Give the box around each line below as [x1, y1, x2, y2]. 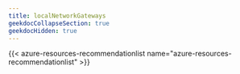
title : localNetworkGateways [8, 11, 106, 20]
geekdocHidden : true [8, 27, 78, 35]
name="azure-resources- [147, 49, 232, 59]
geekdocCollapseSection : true [8, 19, 110, 27]
